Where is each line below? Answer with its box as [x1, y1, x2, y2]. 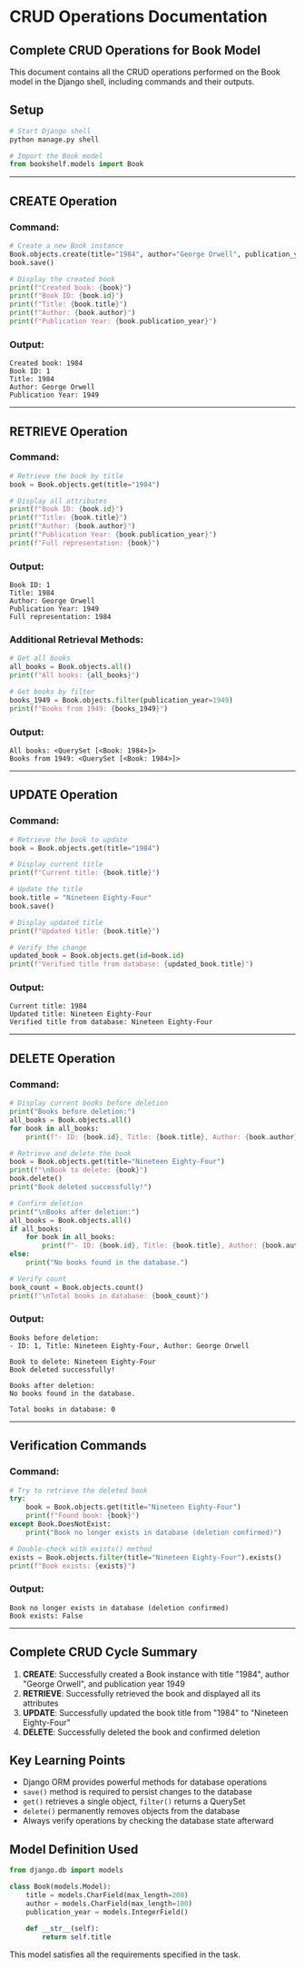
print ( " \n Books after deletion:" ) [9, 1207, 141, 1216]
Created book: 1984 [9, 359, 84, 369]
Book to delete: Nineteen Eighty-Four [9, 1357, 156, 1366]
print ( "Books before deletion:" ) [9, 1108, 136, 1117]
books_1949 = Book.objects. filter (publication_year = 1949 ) [9, 695, 233, 704]
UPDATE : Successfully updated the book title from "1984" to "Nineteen [22, 1707, 289, 1718]
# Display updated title [9, 918, 103, 927]
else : [9, 1250, 30, 1259]
